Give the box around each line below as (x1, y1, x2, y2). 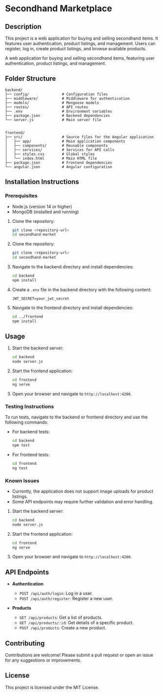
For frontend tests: (12, 452, 50, 457)
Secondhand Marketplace (5, 3, 112, 14)
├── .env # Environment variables (5, 109, 112, 114)
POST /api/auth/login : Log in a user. (19, 590, 93, 596)
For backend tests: (12, 429, 50, 435)
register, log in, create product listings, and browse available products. (5, 46, 147, 51)
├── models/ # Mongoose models (5, 100, 99, 105)
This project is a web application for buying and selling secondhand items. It (5, 35, 159, 41)
